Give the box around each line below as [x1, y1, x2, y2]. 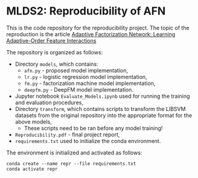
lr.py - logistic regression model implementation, [24, 73, 147, 80]
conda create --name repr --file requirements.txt [6, 161, 136, 167]
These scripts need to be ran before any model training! [24, 124, 163, 132]
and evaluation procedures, [14, 98, 83, 106]
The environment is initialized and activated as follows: [6, 149, 142, 156]
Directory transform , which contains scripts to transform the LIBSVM [14, 105, 186, 112]
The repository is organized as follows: [6, 48, 103, 56]
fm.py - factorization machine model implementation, [24, 80, 156, 87]
